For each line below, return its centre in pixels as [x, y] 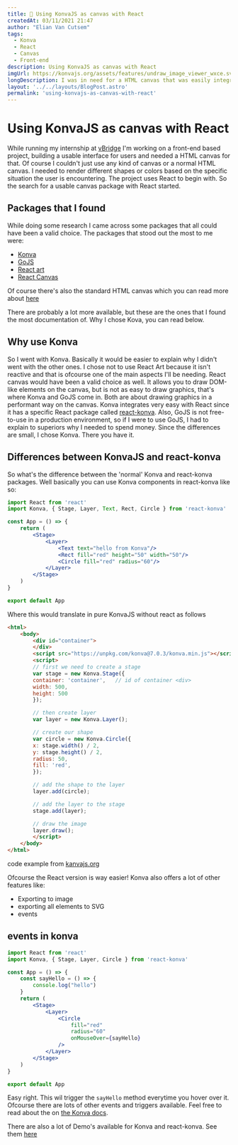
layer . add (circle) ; [62, 792]
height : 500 [51, 693]
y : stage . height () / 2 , [68, 752]
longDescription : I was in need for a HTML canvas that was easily [109, 80]
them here [22, 1134]
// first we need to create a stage [87, 667]
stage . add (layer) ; [60, 811]
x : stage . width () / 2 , [66, 745]
